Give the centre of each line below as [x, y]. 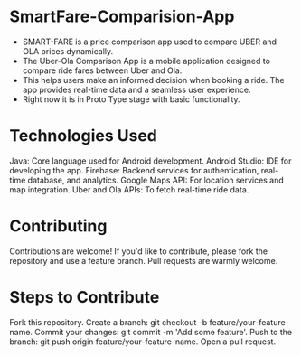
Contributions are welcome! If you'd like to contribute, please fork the [139, 251]
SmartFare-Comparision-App [122, 17]
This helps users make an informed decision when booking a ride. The [153, 80]
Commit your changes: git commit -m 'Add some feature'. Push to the [163, 332]
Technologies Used [84, 136]
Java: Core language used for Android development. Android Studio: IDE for [150, 161]
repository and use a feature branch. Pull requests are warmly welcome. [144, 260]
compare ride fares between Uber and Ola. [102, 70]
